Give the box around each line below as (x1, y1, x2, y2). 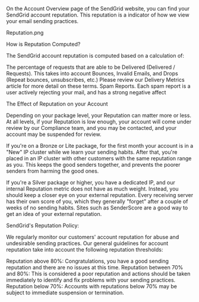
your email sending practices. (6, 18, 79, 24)
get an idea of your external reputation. (6, 211, 102, 217)
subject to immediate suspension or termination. (6, 289, 125, 296)
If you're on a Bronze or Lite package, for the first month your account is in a (6, 142, 194, 149)
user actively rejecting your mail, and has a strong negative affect (6, 89, 166, 96)
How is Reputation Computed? (6, 41, 81, 47)
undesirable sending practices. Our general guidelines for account (6, 240, 169, 247)
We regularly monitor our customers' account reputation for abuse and (6, 234, 179, 240)
